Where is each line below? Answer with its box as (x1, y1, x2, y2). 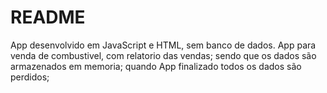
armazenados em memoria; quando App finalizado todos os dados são (10, 60, 302, 72)
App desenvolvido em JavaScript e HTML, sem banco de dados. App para (10, 39, 317, 51)
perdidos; (10, 71, 50, 83)
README (10, 6, 86, 29)
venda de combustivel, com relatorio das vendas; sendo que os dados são (10, 49, 317, 61)
